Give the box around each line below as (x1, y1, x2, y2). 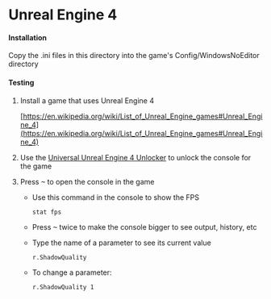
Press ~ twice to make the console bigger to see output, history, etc (31, 222, 257, 231)
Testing (8, 77, 35, 87)
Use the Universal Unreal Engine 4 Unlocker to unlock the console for (19, 152, 252, 162)
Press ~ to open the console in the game (19, 176, 155, 186)
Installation (8, 32, 47, 42)
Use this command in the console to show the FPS (31, 192, 200, 202)
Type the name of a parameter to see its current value (31, 238, 211, 247)
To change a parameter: (31, 268, 112, 277)
